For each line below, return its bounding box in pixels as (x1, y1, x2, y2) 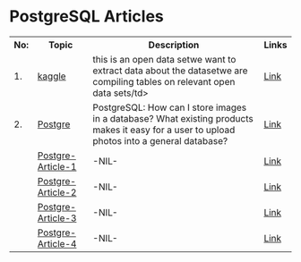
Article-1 (37, 160, 77, 173)
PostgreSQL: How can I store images (92, 101, 247, 114)
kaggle (37, 70, 66, 82)
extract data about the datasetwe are (92, 64, 248, 77)
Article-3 (37, 212, 77, 224)
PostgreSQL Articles (9, 6, 164, 27)
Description (148, 38, 200, 51)
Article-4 (37, 237, 77, 249)
